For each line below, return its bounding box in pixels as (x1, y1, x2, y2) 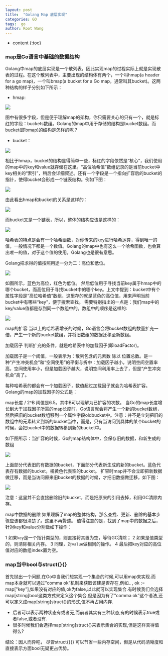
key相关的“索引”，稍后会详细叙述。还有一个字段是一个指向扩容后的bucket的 (5, 170, 162, 176)
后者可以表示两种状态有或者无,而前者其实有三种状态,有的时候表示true (12, 609, 155, 615)
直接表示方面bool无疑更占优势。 (5, 645, 72, 651)
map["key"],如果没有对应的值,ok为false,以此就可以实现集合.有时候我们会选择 (5, 586, 163, 592)
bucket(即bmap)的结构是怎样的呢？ (5, 127, 79, 133)
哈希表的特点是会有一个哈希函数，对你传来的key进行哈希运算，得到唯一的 (5, 237, 158, 243)
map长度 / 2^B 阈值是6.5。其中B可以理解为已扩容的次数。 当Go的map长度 (5, 400, 158, 406)
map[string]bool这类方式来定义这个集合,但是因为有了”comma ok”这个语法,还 (5, 592, 163, 598)
